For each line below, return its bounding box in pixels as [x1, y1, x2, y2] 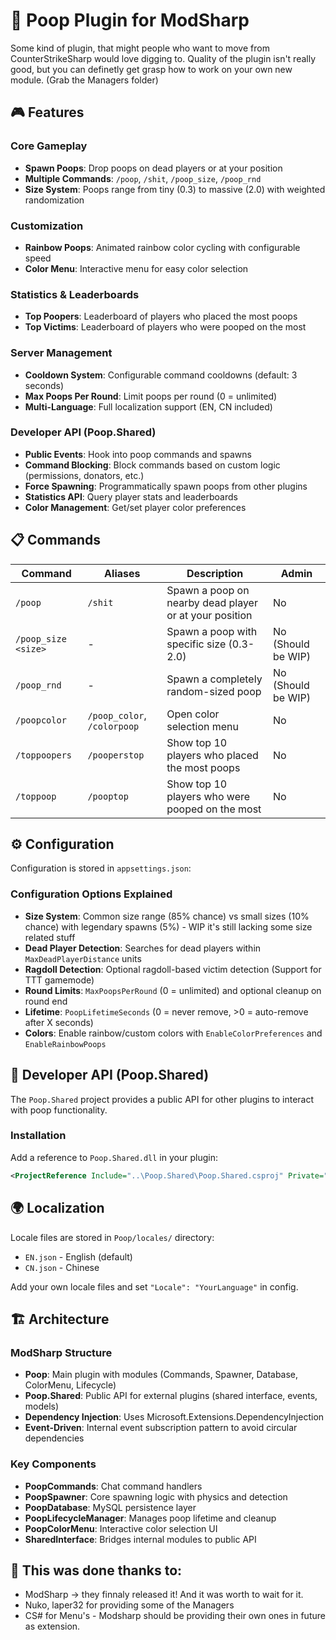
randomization [24, 194, 85, 206]
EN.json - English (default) [24, 1250, 133, 1263]
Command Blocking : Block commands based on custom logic [24, 459, 281, 471]
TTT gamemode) [24, 974, 95, 986]
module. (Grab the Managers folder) [10, 74, 159, 86]
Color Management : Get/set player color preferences [24, 501, 247, 513]
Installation [10, 1129, 67, 1143]
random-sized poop [166, 684, 262, 698]
